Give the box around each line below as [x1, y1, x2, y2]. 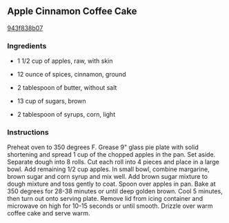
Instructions [7, 128, 50, 137]
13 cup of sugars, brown [17, 97, 86, 106]
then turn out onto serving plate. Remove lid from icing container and [7, 195, 203, 203]
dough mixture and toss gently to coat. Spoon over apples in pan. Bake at [7, 180, 216, 188]
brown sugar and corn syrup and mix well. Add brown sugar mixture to [7, 173, 208, 181]
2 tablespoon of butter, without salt [17, 84, 117, 92]
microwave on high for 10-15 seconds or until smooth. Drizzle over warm [7, 202, 213, 210]
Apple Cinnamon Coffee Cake [7, 6, 137, 17]
